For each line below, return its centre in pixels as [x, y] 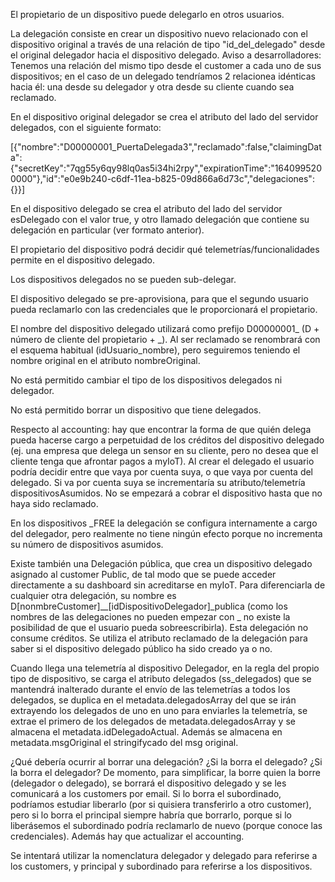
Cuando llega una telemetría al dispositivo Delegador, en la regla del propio [165, 668]
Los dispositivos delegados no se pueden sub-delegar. [123, 279]
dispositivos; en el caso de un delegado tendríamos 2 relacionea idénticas [163, 76]
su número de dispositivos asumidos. [87, 544]
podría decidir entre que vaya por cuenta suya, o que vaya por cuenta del [162, 472]
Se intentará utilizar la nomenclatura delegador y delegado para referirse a [164, 855]
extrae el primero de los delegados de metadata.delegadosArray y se [153, 721]
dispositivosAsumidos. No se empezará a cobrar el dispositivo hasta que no [166, 493]
